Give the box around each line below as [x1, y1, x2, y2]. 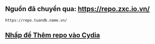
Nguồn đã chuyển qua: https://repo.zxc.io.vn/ [5, 5, 150, 13]
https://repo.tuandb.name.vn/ [5, 18, 68, 22]
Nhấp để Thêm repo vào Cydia [5, 31, 100, 40]
